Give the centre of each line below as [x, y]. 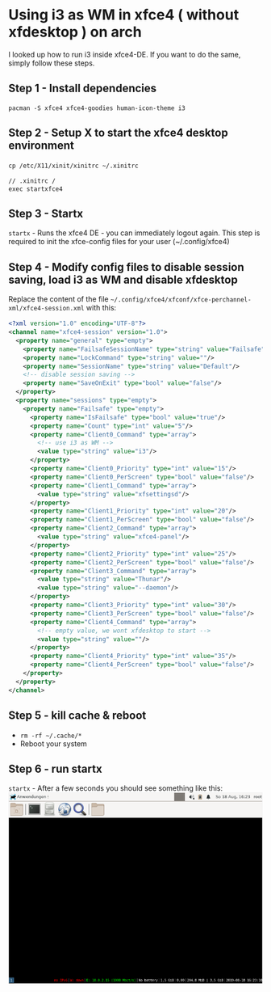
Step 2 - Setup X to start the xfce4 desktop [118, 133]
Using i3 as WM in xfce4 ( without [124, 15]
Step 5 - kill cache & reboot [77, 716]
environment [41, 146]
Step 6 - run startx [55, 768]
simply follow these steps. [52, 63]
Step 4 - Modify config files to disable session [126, 267]
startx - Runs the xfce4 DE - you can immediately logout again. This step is [134, 233]
